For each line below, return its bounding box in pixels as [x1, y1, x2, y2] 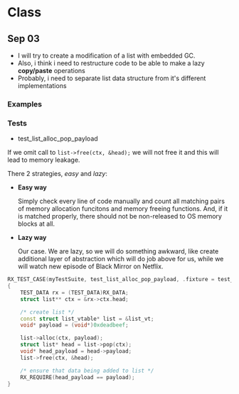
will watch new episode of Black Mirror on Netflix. [17, 262, 164, 270]
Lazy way [17, 234, 47, 242]
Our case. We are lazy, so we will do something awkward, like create [17, 247, 219, 256]
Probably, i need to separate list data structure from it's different [17, 74, 206, 82]
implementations [17, 82, 67, 89]
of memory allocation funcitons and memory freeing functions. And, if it [17, 204, 228, 213]
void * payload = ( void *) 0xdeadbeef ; [20, 322, 129, 329]
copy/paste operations [17, 67, 85, 75]
